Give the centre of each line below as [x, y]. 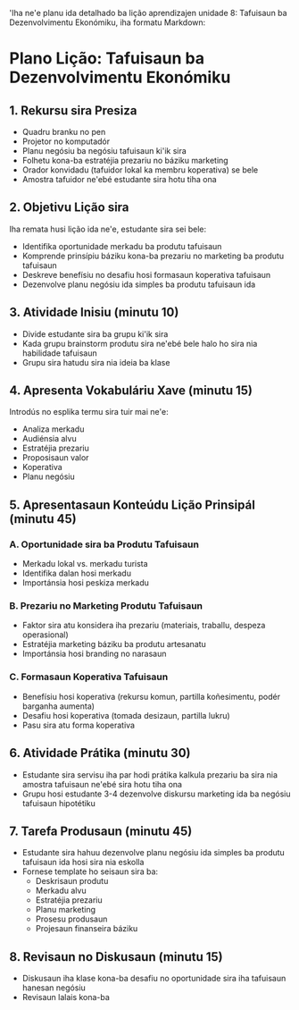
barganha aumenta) [58, 706]
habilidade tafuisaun [59, 353]
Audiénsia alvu [50, 439]
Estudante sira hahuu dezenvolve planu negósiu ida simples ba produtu [154, 853]
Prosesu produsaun [71, 919]
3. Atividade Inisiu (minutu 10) [94, 312]
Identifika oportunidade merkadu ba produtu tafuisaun [122, 246]
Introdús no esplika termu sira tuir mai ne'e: [89, 412]
